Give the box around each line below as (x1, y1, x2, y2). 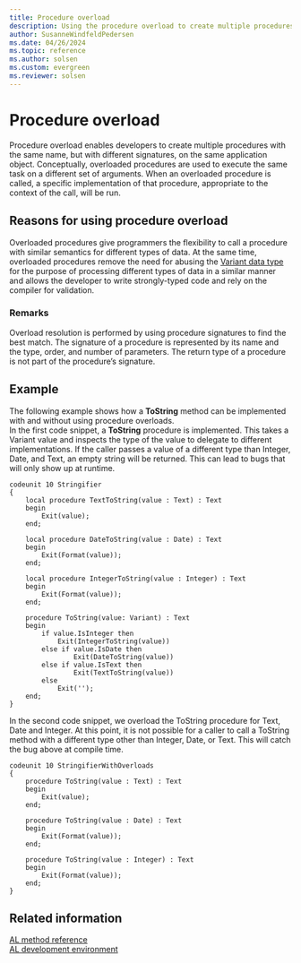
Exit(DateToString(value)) (73, 652, 175, 661)
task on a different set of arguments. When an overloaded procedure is (9, 168, 271, 179)
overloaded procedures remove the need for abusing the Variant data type (9, 256, 284, 267)
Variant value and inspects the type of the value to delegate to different (9, 434, 272, 444)
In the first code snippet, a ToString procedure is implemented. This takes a (9, 425, 289, 435)
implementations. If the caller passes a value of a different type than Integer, (9, 443, 291, 454)
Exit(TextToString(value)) (73, 668, 175, 677)
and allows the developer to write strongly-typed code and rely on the (9, 275, 267, 286)
